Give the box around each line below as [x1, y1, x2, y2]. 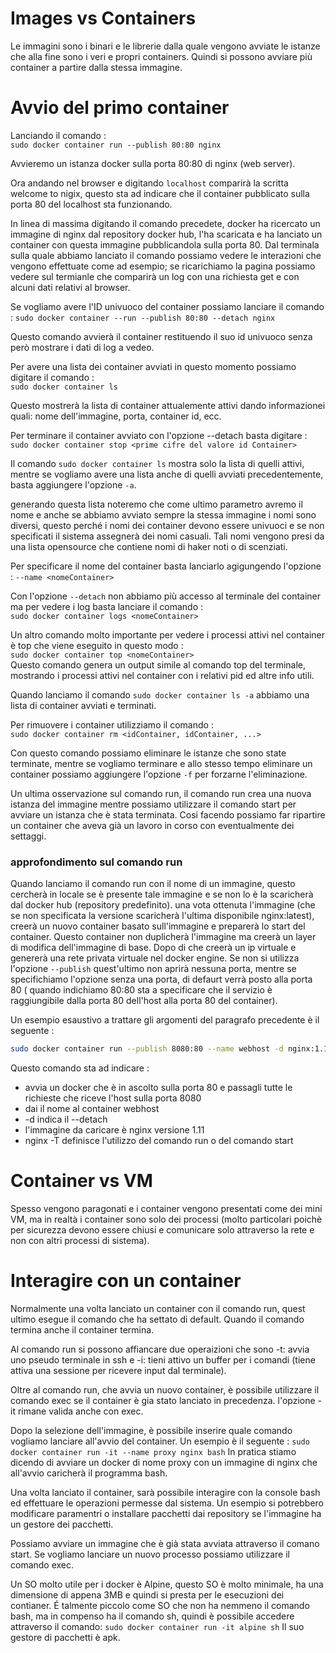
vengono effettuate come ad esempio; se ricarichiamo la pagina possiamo [10, 260, 316, 272]
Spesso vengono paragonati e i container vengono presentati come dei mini [10, 1202, 323, 1214]
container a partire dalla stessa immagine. [10, 61, 183, 73]
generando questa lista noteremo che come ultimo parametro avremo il [10, 498, 303, 510]
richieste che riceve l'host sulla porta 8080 [24, 1092, 202, 1104]
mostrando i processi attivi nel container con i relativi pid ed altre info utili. [10, 669, 315, 681]
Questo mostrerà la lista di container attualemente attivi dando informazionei [10, 399, 326, 411]
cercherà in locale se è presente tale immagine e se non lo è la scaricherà [10, 888, 314, 901]
